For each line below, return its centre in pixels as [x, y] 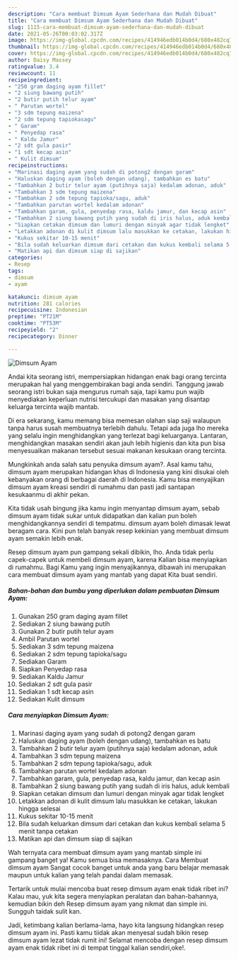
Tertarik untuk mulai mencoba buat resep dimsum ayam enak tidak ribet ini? [118, 888]
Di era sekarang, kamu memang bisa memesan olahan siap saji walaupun [114, 420]
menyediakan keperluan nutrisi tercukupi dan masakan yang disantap [109, 399]
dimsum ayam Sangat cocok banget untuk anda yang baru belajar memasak [119, 867]
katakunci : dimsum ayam [43, 297]
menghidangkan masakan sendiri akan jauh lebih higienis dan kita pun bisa [117, 443]
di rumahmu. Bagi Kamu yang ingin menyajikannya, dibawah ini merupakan [117, 567]
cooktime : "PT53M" [35, 323]
